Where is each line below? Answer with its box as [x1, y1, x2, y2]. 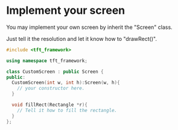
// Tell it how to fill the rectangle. [17, 107, 118, 113]
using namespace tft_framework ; [6, 58, 87, 64]
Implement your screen [6, 4, 126, 17]
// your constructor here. [17, 85, 85, 91]
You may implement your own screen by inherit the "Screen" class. [6, 23, 173, 31]
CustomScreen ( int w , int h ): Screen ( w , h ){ [11, 79, 120, 86]
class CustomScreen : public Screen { [6, 69, 104, 75]
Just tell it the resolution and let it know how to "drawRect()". [6, 35, 157, 42]
